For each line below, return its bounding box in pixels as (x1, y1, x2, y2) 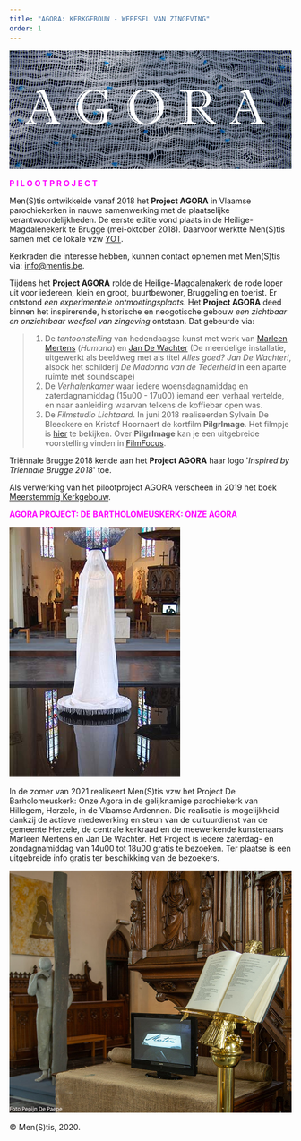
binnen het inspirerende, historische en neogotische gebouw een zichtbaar (9, 306, 288, 317)
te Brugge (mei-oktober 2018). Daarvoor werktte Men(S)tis (68, 224, 285, 235)
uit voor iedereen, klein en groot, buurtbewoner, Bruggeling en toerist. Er (9, 287, 278, 298)
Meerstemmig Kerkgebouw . (9, 492, 112, 502)
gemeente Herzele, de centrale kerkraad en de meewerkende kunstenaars (9, 824, 284, 835)
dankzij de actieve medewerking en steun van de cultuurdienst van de (9, 815, 268, 826)
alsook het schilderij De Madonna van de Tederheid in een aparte (44, 362, 287, 373)
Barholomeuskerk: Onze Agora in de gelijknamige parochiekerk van (9, 795, 258, 806)
